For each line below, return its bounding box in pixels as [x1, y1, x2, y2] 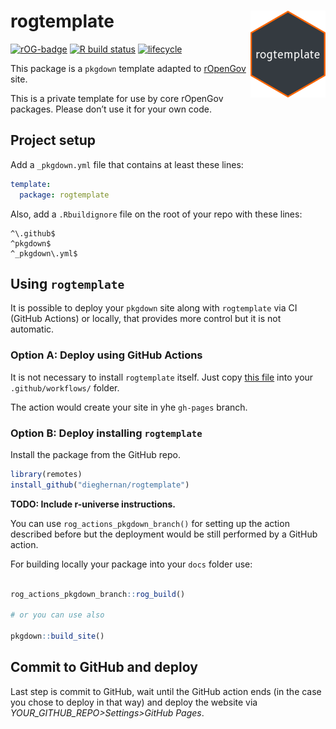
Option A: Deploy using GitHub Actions [10, 348, 203, 362]
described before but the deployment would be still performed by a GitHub [10, 528, 318, 540]
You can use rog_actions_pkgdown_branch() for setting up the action [10, 517, 290, 529]
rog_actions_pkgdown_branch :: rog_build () [10, 589, 186, 599]
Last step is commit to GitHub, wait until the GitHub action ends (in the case [10, 685, 322, 697]
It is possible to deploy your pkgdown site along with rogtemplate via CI [10, 302, 298, 314]
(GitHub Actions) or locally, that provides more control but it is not [10, 313, 282, 325]
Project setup [10, 132, 97, 149]
